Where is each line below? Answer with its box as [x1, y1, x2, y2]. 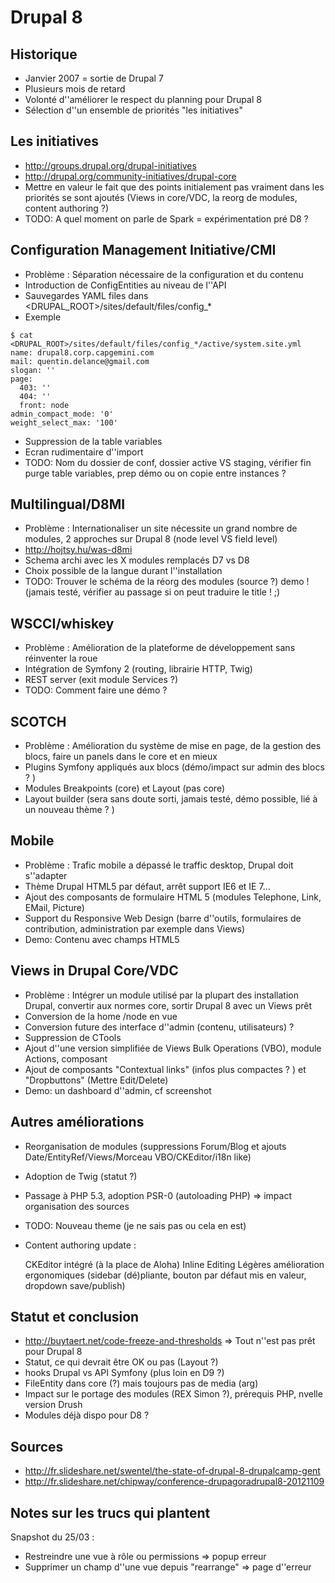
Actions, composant [24, 1052, 108, 1065]
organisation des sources [24, 1200, 130, 1212]
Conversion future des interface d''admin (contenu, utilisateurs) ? [24, 1021, 295, 1033]
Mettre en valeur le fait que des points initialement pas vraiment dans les [24, 181, 325, 193]
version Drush [24, 1399, 83, 1411]
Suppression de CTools [24, 1031, 122, 1043]
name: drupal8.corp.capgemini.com [10, 347, 155, 358]
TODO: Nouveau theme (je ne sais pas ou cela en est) [24, 1219, 247, 1231]
